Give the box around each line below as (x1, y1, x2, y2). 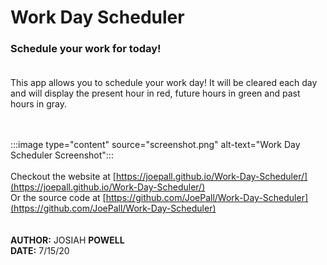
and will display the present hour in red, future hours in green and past (10, 87, 301, 100)
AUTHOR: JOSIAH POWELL (10, 234, 125, 246)
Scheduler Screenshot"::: (10, 149, 114, 161)
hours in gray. (10, 98, 67, 110)
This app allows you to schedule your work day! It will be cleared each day (10, 77, 318, 89)
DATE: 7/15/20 (10, 245, 70, 257)
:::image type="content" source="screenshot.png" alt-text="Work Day (10, 139, 301, 151)
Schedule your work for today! (10, 42, 162, 56)
